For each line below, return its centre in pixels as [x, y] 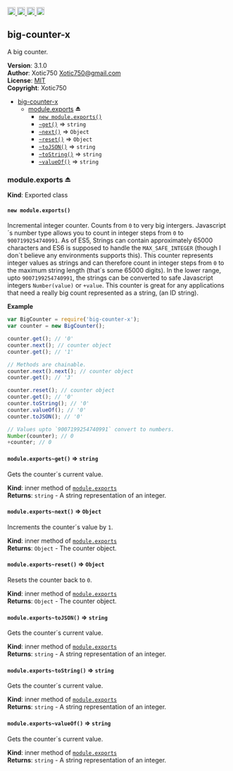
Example [20, 307]
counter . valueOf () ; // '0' [47, 410]
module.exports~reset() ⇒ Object [56, 565]
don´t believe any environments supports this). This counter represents [110, 255]
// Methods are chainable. [47, 364]
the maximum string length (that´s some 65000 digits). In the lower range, [114, 271]
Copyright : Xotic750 [37, 87]
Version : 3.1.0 [27, 65]
